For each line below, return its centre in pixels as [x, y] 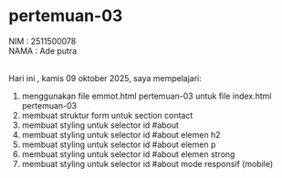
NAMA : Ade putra [43, 50]
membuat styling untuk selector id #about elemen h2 [121, 134]
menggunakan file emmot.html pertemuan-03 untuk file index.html [146, 96]
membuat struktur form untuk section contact [107, 115]
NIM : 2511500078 [42, 41]
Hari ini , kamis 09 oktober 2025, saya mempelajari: [105, 78]
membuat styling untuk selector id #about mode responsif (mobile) [147, 163]
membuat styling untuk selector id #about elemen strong [128, 154]
